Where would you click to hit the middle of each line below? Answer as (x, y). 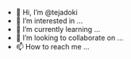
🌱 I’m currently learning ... (58, 29)
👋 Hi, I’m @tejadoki (46, 12)
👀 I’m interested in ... (49, 21)
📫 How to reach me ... (52, 47)
